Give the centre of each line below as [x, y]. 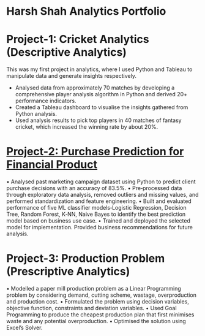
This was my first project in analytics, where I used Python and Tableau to [99, 69]
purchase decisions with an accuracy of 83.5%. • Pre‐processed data [94, 188]
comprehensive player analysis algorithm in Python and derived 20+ [101, 94]
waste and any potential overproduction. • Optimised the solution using [96, 321]
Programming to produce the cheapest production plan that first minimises [100, 315]
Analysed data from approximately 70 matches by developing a [95, 88]
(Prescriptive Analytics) [68, 272]
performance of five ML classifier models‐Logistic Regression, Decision [96, 208]
